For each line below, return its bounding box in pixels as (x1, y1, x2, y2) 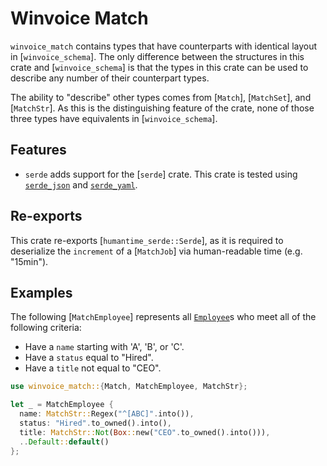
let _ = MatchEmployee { (10, 400, 114, 410)
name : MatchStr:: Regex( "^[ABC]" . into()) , (19, 409, 195, 419)
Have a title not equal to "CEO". (24, 362, 162, 374)
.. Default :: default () (19, 437, 110, 447)
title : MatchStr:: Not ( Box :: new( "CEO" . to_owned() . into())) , (19, 427, 271, 437)
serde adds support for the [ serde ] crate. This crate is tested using (24, 168, 298, 180)
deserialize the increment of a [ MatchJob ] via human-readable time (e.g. (10, 245, 303, 257)
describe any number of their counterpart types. (10, 72, 210, 84)
